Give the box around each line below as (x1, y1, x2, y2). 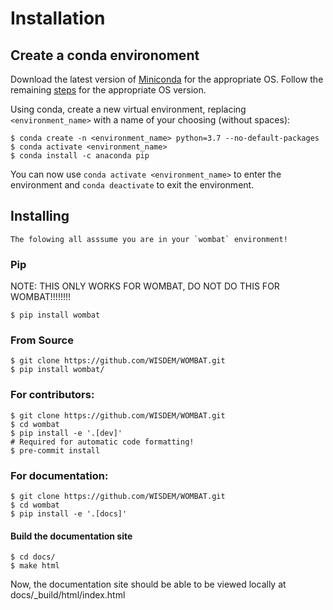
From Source (10, 333, 74, 347)
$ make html (10, 561, 60, 571)
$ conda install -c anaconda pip (10, 151, 150, 161)
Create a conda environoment (10, 47, 200, 64)
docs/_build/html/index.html (10, 589, 126, 601)
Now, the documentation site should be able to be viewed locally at (10, 578, 287, 591)
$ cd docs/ (10, 552, 56, 562)
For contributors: (10, 388, 95, 402)
